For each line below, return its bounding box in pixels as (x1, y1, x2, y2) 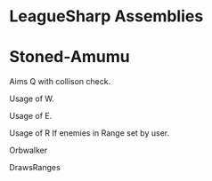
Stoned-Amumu (9, 47, 131, 67)
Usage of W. (9, 93, 55, 104)
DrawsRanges (9, 162, 61, 173)
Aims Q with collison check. (9, 76, 111, 87)
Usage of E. (9, 111, 53, 122)
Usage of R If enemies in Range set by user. (9, 128, 170, 138)
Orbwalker (9, 145, 48, 156)
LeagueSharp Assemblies (9, 6, 204, 27)
